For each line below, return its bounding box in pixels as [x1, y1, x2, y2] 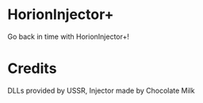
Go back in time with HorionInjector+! [7, 32, 130, 41]
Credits [7, 59, 57, 78]
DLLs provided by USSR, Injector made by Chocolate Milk [7, 86, 195, 95]
